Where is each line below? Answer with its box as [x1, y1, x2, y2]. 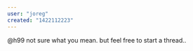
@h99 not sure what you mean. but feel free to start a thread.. [7, 36, 187, 44]
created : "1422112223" [7, 17, 74, 24]
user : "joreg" [7, 10, 49, 17]
